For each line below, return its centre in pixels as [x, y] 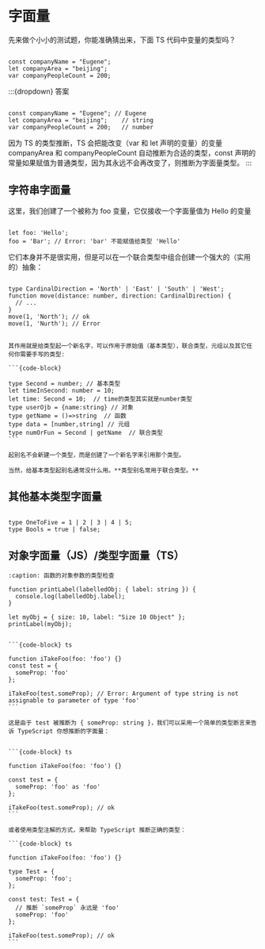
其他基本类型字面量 [55, 497]
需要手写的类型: [42, 354]
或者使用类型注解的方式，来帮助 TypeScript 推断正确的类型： [97, 830]
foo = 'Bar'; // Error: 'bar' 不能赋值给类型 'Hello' [95, 241]
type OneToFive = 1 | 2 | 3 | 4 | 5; [70, 522]
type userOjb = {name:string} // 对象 [71, 407]
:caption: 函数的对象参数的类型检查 [61, 576]
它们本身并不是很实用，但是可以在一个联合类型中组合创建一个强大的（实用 [129, 257]
